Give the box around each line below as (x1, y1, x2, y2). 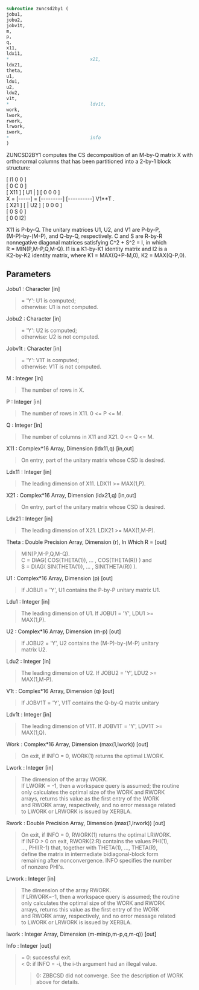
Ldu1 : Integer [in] (6, 598, 50, 605)
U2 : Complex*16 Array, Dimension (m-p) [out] (6, 628, 121, 635)
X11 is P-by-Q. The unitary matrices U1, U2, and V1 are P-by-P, (6, 226, 160, 233)
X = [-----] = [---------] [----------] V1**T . (6, 195, 115, 202)
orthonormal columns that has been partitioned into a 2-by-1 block (6, 158, 171, 165)
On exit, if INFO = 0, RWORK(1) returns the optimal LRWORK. (21, 831, 172, 838)
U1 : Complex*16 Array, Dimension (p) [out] (6, 574, 113, 582)
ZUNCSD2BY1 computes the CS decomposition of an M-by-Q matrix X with (6, 151, 193, 158)
